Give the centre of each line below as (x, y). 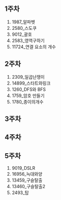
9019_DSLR (23, 168)
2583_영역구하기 (28, 40)
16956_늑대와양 (27, 174)
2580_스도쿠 (24, 28)
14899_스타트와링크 (31, 83)
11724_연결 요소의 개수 (34, 47)
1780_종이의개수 (28, 101)
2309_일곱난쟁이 (28, 77)
